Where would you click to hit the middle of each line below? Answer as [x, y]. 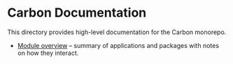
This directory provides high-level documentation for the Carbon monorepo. [117, 32]
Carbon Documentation [77, 13]
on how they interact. [48, 53]
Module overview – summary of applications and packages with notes [118, 45]
